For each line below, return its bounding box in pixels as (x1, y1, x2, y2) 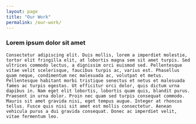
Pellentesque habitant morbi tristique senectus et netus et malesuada (6, 77, 185, 84)
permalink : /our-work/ (6, 19, 62, 25)
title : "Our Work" (6, 14, 51, 20)
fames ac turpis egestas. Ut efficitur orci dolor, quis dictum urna (6, 82, 180, 88)
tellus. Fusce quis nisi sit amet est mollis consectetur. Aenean (6, 103, 172, 109)
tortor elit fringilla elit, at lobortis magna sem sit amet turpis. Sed (6, 57, 191, 63)
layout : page (6, 8, 38, 15)
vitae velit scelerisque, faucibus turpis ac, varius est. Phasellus (6, 67, 180, 73)
